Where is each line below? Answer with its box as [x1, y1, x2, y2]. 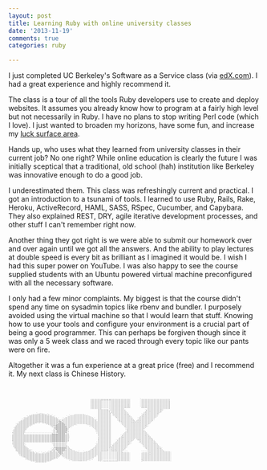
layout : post [8, 11, 52, 20]
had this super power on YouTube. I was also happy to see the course [8, 261, 239, 271]
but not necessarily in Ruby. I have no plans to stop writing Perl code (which [8, 112, 259, 121]
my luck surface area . [8, 129, 80, 139]
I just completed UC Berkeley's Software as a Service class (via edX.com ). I [8, 71, 258, 80]
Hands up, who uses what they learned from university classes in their [8, 145, 241, 154]
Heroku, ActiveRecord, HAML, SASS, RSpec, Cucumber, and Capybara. [8, 202, 244, 213]
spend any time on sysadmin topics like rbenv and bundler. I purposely [8, 302, 242, 312]
